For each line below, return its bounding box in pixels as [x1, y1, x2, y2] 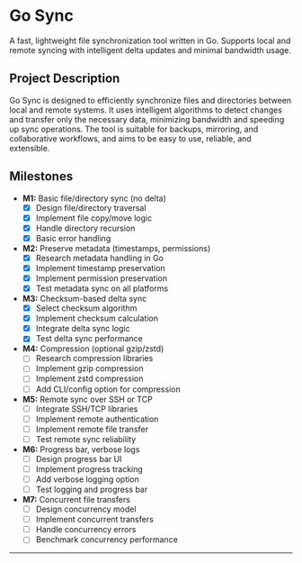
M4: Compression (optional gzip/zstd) [22, 343, 164, 354]
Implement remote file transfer [35, 423, 148, 434]
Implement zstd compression [35, 373, 144, 384]
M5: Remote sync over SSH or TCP [22, 394, 153, 404]
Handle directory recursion [35, 222, 136, 233]
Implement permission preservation [35, 272, 168, 284]
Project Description [9, 71, 120, 86]
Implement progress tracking [35, 463, 144, 474]
